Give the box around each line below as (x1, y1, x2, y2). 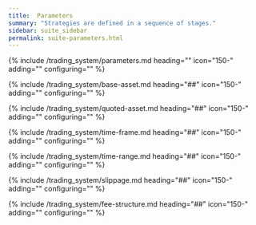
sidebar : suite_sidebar (8, 26, 88, 34)
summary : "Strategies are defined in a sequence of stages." (8, 19, 217, 27)
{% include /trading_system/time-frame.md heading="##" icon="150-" (8, 128, 242, 137)
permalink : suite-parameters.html (8, 34, 124, 42)
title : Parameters (8, 11, 74, 20)
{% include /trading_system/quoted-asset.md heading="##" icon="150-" (8, 104, 250, 113)
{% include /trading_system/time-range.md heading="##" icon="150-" (8, 152, 242, 161)
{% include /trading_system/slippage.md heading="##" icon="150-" (8, 176, 233, 185)
